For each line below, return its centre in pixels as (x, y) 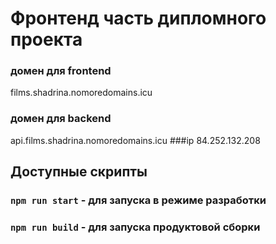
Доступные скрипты (79, 172)
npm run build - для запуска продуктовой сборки (135, 227)
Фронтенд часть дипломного (138, 18)
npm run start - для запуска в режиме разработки (138, 200)
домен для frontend (61, 71)
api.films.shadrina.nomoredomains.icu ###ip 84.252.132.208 (135, 140)
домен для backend (61, 119)
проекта (46, 39)
